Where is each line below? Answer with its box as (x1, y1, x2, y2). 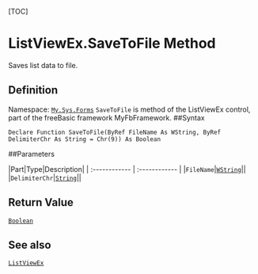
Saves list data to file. (8, 60, 78, 70)
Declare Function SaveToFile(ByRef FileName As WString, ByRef (8, 128, 222, 136)
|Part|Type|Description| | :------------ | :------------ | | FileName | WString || (8, 164, 247, 173)
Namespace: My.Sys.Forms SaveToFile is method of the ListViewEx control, (8, 105, 251, 114)
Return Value (8, 196, 74, 209)
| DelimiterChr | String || (8, 173, 82, 182)
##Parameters (8, 149, 55, 158)
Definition (8, 83, 58, 97)
